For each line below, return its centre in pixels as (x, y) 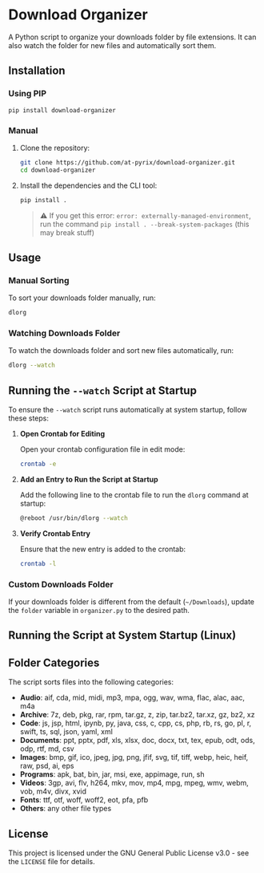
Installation (37, 71)
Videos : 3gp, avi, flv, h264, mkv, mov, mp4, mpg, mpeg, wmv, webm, (134, 783)
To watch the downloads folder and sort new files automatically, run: (121, 351)
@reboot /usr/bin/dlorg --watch (74, 518)
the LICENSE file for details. (52, 862)
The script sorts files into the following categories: (91, 682)
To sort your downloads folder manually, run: (82, 298)
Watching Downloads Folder (64, 333)
